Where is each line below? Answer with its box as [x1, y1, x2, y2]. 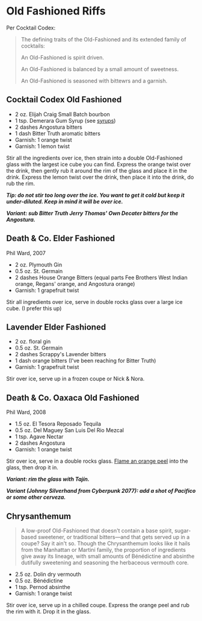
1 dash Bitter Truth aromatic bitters [14, 129, 101, 137]
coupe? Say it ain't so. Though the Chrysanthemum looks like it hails [20, 540, 191, 547]
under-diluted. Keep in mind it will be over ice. [6, 197, 123, 205]
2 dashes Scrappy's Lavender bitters [14, 351, 106, 358]
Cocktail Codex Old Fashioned [6, 94, 122, 105]
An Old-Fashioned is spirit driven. [20, 54, 104, 61]
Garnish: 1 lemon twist [14, 143, 70, 150]
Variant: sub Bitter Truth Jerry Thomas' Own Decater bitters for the [6, 209, 179, 217]
